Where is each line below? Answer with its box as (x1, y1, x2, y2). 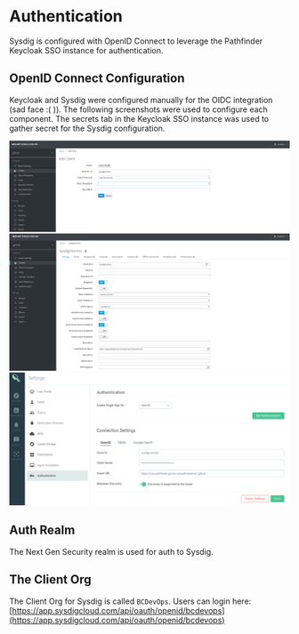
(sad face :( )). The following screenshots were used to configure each (9, 104, 269, 115)
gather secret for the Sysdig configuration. (9, 123, 166, 133)
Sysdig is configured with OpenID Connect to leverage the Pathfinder (9, 36, 263, 46)
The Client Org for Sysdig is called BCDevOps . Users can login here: (9, 596, 252, 606)
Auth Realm (9, 523, 76, 538)
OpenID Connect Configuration (9, 71, 185, 86)
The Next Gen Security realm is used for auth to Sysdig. (9, 546, 214, 557)
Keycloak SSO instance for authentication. (9, 44, 164, 55)
